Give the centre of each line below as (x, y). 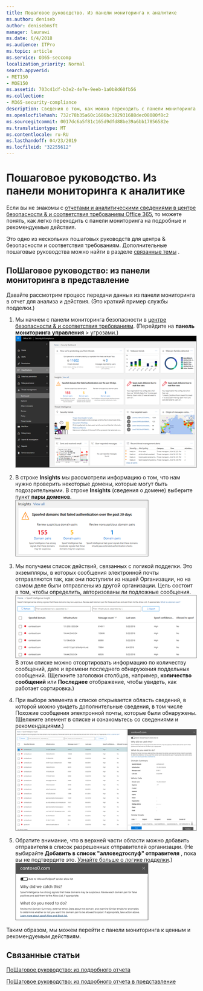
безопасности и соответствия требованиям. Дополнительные (87, 245)
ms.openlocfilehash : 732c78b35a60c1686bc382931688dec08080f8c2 (88, 115)
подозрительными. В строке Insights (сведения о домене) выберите (104, 490)
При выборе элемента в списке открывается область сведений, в (100, 700)
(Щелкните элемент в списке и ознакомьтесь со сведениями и (97, 719)
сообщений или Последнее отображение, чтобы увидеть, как (96, 682)
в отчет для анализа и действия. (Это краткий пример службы (87, 301)
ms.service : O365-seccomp (39, 58)
